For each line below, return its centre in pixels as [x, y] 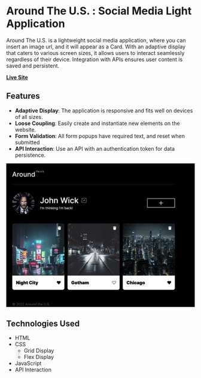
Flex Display [39, 357]
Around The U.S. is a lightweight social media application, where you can [96, 40]
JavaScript [28, 364]
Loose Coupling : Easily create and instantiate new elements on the [98, 123]
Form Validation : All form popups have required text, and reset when [100, 136]
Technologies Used [43, 324]
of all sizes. [29, 117]
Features [23, 96]
